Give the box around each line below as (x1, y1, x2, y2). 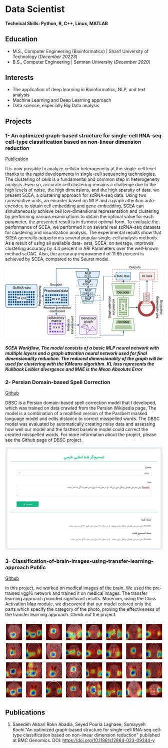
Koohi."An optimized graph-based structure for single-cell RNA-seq (12, 727, 151, 733)
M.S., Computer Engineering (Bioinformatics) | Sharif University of (12, 48, 149, 54)
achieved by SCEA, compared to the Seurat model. (5, 256, 110, 262)
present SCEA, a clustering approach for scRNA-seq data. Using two (5, 192, 146, 198)
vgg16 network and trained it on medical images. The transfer (20, 590, 147, 596)
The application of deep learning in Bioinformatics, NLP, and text (12, 87, 146, 93)
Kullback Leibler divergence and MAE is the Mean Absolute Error (5, 366, 143, 372)
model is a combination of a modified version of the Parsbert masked (5, 411, 147, 417)
